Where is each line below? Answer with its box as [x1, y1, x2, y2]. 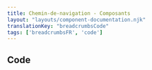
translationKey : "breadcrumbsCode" [7, 22, 109, 29]
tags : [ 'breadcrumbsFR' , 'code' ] [7, 29, 103, 36]
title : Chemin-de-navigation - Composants [7, 10, 131, 17]
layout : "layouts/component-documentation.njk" [7, 16, 146, 23]
